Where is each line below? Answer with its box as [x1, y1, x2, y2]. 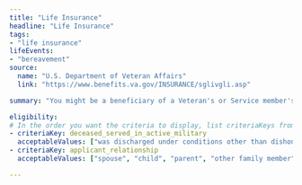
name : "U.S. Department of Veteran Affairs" [17, 72, 187, 81]
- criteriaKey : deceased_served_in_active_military [9, 129, 207, 138]
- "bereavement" [9, 55, 70, 64]
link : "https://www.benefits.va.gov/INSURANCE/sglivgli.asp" [17, 80, 252, 89]
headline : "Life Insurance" [9, 22, 115, 31]
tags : [9, 30, 30, 39]
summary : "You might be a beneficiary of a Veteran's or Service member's [9, 96, 296, 105]
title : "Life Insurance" [9, 13, 102, 22]
